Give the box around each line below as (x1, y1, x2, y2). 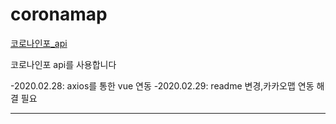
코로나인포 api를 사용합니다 (10, 58, 117, 70)
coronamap (10, 3, 108, 26)
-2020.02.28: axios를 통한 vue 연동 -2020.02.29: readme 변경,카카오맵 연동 (10, 79, 315, 92)
